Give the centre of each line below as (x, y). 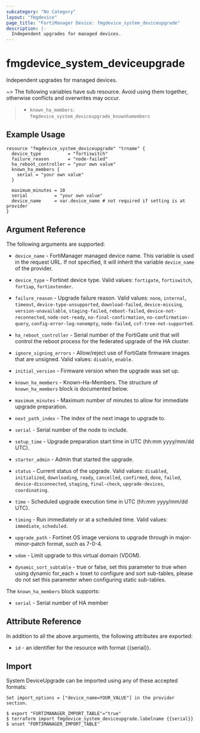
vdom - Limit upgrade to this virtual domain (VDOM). (78, 555)
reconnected (30, 317)
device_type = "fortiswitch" (60, 154)
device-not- (162, 311)
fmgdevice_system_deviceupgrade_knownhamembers (90, 117)
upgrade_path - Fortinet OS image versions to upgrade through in (94, 537)
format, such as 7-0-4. (75, 543)
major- (184, 537)
